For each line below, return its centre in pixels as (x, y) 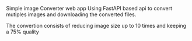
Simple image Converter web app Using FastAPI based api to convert (89, 8)
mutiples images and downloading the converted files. (71, 14)
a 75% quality (22, 32)
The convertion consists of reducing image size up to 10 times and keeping (96, 26)
